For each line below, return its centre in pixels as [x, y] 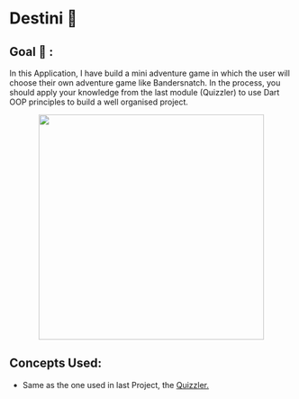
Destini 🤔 [44, 18]
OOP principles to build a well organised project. [99, 102]
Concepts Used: [55, 363]
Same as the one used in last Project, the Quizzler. [116, 385]
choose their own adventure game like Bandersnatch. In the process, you [145, 83]
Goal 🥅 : [32, 52]
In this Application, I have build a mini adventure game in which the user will [150, 73]
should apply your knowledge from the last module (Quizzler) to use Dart [145, 92]
